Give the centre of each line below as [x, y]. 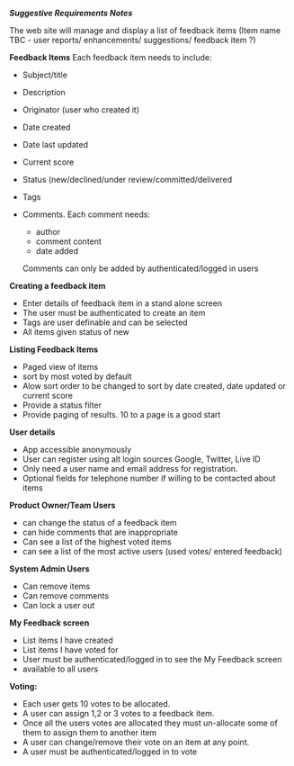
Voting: [23, 686]
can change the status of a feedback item [99, 523]
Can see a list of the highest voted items [97, 542]
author [48, 232]
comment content [68, 241]
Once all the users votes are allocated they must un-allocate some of [150, 723]
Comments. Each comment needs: [86, 214]
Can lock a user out [58, 605]
